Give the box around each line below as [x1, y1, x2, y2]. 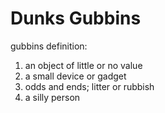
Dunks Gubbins [10, 7, 142, 30]
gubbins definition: [10, 40, 88, 52]
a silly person [24, 91, 81, 103]
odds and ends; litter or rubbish [24, 80, 155, 92]
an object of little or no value [24, 59, 143, 71]
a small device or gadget [24, 70, 127, 82]
